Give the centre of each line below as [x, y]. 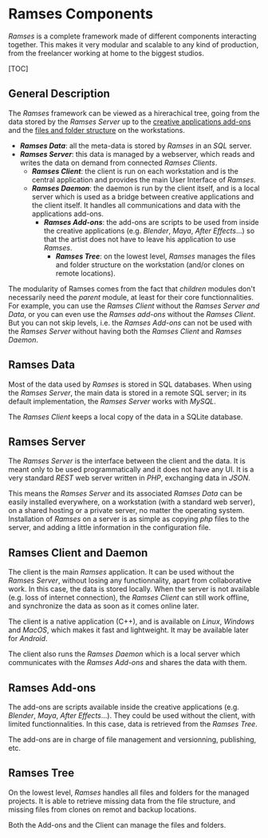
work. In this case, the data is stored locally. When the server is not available [134, 589]
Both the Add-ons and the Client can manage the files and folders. [117, 824]
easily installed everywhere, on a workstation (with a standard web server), [132, 502]
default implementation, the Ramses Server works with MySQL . [112, 401]
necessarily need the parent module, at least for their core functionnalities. [131, 297]
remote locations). [85, 273]
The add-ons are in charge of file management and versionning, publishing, [132, 740]
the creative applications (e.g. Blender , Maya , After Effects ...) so [149, 231]
